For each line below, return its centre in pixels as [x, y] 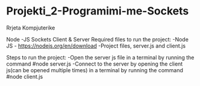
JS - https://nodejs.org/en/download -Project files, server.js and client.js [96, 46]
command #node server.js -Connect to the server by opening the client [95, 64]
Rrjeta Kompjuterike [31, 28]
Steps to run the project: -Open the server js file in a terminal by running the [100, 57]
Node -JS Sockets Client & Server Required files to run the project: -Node [97, 39]
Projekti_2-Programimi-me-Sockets [98, 11]
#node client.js [25, 76]
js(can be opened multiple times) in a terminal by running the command [95, 70]
